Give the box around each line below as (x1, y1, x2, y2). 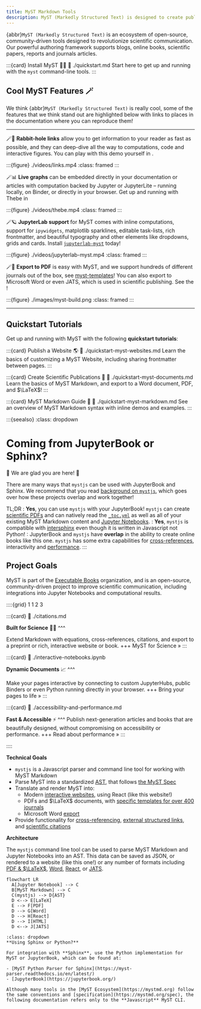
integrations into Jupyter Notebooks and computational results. (6, 589, 162, 596)
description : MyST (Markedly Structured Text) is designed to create (6, 14, 184, 20)
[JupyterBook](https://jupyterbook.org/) (11, 976, 117, 982)
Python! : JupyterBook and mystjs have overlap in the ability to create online (6, 531, 195, 538)
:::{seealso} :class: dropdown (6, 416, 78, 423)
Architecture (6, 834, 39, 841)
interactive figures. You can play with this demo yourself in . (6, 150, 154, 157)
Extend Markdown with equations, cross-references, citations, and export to (6, 636, 194, 643)
